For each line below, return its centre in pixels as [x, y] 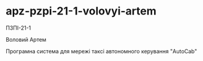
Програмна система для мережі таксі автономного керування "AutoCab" [102, 51]
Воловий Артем [26, 39]
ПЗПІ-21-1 [18, 28]
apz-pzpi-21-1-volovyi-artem [81, 11]
